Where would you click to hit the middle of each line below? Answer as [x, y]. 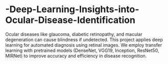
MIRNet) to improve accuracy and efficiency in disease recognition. [76, 56]
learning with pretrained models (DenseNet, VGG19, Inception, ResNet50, [82, 50]
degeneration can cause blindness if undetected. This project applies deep [84, 40]
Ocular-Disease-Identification [70, 20]
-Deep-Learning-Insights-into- [72, 9]
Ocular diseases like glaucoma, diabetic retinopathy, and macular [74, 34]
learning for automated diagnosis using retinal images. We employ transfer [84, 45]
